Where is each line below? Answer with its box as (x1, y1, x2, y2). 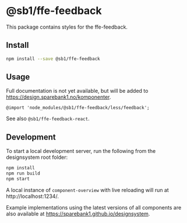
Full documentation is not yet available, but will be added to (6, 88, 149, 95)
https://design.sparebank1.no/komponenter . (6, 93, 111, 100)
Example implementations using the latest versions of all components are (6, 204, 182, 211)
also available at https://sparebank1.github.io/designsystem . (6, 210, 150, 217)
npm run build (6, 170, 41, 176)
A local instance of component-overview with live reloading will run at (6, 186, 169, 193)
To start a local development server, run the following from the (6, 148, 156, 155)
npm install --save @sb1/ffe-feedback (6, 55, 100, 62)
